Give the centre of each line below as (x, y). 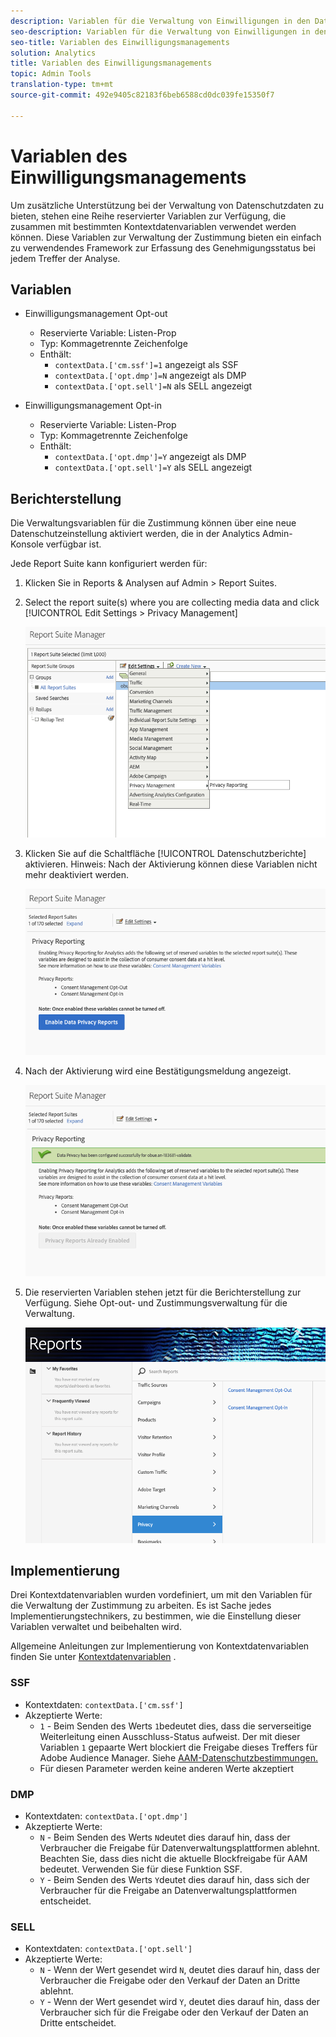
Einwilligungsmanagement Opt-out (96, 314)
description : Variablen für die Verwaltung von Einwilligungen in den (160, 21)
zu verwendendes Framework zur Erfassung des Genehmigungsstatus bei (163, 247)
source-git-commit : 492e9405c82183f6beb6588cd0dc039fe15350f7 (142, 95)
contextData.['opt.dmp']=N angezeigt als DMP (150, 376)
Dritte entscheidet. (78, 2023)
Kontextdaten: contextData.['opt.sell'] (108, 1949)
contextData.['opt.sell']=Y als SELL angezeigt (153, 467)
